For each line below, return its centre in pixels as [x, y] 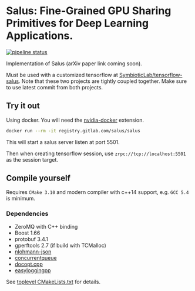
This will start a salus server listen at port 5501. [63, 142]
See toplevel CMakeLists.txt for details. [53, 282]
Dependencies [27, 214]
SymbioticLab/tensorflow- [151, 75]
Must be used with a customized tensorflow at [62, 75]
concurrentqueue [36, 257]
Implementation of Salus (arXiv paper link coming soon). [74, 63]
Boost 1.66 [27, 233]
